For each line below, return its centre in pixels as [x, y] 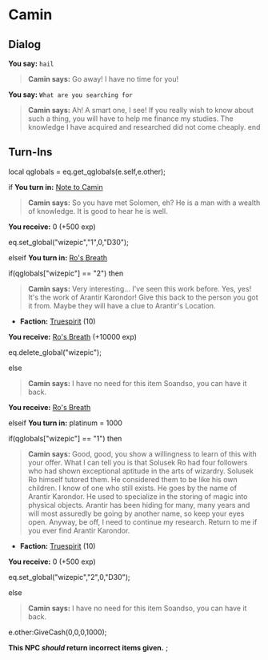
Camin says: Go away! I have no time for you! [103, 79]
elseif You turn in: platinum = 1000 [65, 423]
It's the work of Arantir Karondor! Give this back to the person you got [143, 297]
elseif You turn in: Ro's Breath [58, 257]
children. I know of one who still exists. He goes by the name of [132, 488]
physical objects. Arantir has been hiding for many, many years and [139, 505]
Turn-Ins [30, 153]
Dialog [25, 44]
